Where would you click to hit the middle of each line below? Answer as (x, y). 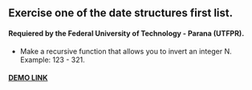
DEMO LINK (28, 78)
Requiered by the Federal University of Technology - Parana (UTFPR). (126, 33)
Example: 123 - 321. (53, 60)
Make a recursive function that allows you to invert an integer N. (126, 51)
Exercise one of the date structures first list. (121, 13)
